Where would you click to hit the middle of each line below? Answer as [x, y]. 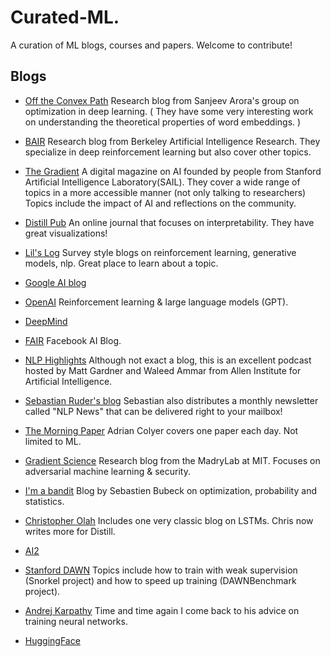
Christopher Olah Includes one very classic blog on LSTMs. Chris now [169, 520]
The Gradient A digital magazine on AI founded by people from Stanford [173, 171]
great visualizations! [66, 233]
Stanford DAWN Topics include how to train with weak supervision [161, 570]
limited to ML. [53, 441]
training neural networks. [76, 621]
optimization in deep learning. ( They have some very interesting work [169, 111]
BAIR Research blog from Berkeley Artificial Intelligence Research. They [172, 141]
